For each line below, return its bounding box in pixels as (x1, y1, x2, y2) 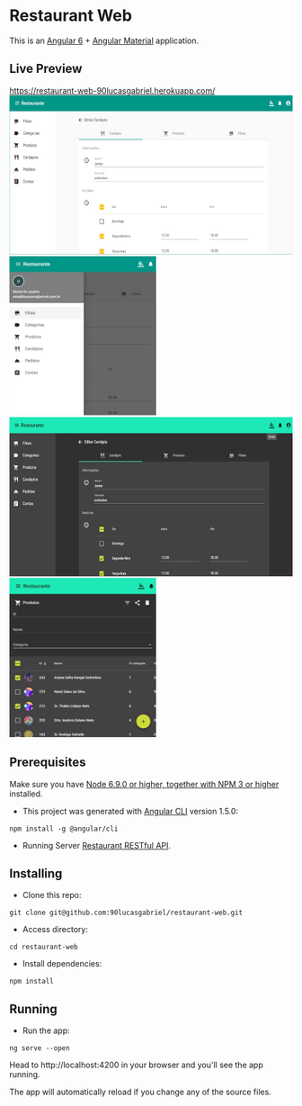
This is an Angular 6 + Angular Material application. (9, 35, 200, 46)
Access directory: (22, 924, 88, 935)
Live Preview (9, 61, 83, 76)
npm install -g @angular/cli (9, 824, 119, 833)
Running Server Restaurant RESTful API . (22, 840, 172, 850)
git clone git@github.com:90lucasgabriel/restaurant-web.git (9, 908, 244, 918)
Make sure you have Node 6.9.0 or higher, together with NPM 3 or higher (9, 778, 280, 789)
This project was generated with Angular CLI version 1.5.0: (22, 805, 239, 816)
